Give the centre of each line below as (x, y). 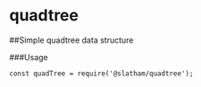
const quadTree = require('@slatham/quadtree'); (101, 73)
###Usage (29, 57)
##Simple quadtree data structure (71, 40)
